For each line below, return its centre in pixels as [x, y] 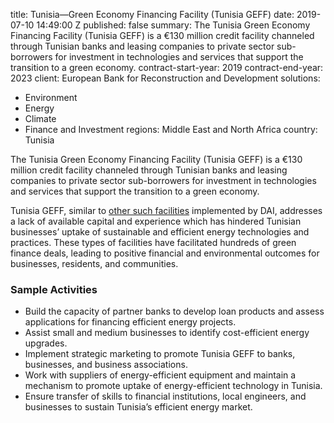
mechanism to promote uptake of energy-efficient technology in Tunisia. [173, 386]
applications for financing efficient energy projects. [130, 322]
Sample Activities [54, 289]
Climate [40, 118]
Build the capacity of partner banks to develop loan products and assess [174, 311]
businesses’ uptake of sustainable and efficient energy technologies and [160, 232]
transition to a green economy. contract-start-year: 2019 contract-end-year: [167, 67]
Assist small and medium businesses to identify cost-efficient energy [167, 333]
